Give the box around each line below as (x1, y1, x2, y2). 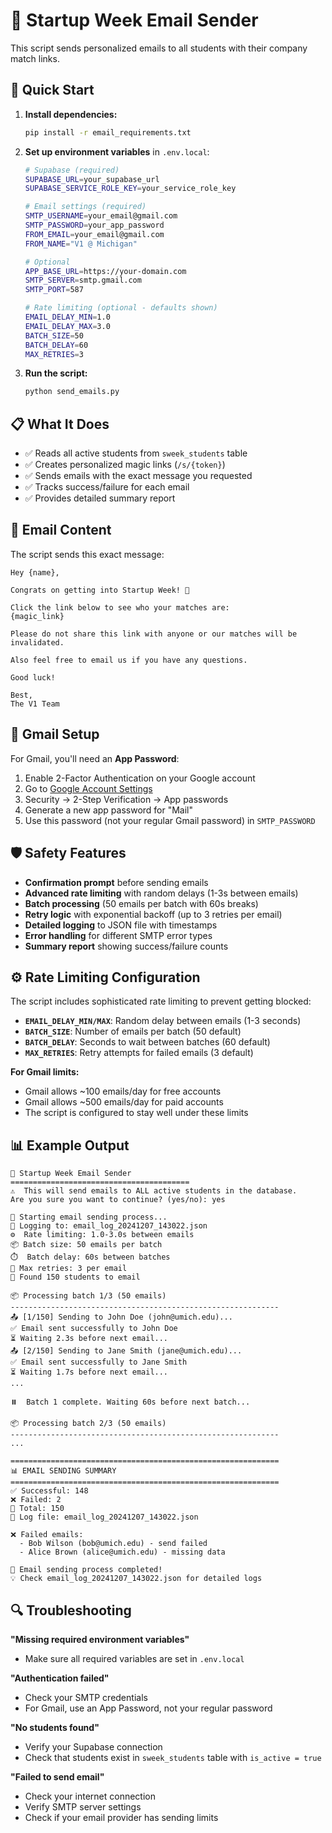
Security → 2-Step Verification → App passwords (24, 793, 229, 805)
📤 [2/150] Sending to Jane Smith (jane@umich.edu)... (10, 1346, 243, 1356)
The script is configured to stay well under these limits (24, 1107, 249, 1119)
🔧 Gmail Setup (10, 726, 100, 743)
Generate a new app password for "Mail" (24, 804, 194, 816)
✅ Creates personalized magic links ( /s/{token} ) (24, 459, 226, 471)
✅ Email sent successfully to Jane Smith (10, 1357, 188, 1368)
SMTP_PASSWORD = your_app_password (24, 220, 165, 230)
